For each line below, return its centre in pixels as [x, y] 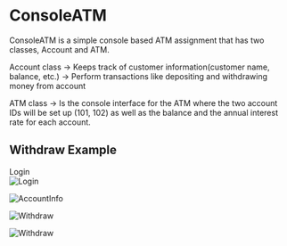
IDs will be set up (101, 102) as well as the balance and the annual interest [144, 112]
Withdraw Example [63, 150]
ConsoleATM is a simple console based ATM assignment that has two [137, 40]
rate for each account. [50, 122]
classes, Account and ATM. [59, 49]
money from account [48, 86]
